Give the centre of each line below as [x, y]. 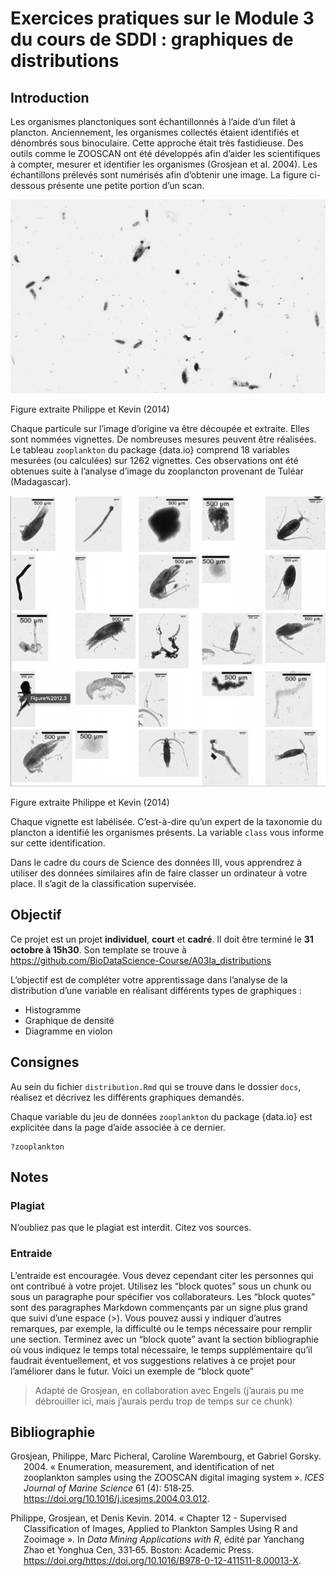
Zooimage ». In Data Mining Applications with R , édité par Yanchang [164, 1539]
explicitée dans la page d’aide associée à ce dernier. [118, 1127]
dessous [28, 185]
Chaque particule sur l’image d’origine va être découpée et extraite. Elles [160, 428]
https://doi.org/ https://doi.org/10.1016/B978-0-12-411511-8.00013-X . [162, 1561]
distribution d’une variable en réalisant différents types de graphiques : [156, 990]
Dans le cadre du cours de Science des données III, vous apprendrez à [156, 863]
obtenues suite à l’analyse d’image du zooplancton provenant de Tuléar [157, 471]
